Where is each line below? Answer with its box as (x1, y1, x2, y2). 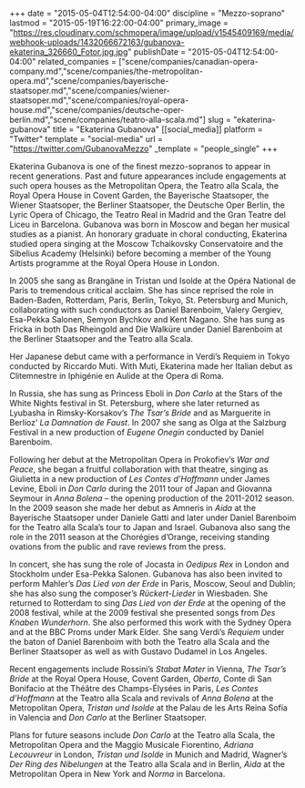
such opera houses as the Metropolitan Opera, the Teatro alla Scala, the (9, 180, 280, 190)
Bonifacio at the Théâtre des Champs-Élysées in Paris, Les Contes (9, 683, 259, 693)
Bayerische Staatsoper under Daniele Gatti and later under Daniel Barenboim (9, 512, 297, 523)
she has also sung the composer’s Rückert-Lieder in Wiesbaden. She (9, 588, 269, 599)
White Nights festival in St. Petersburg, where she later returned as (9, 398, 260, 408)
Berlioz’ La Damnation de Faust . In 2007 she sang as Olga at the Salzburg (9, 417, 287, 427)
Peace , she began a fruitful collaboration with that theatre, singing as (9, 464, 269, 475)
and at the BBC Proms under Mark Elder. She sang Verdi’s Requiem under (9, 627, 285, 637)
